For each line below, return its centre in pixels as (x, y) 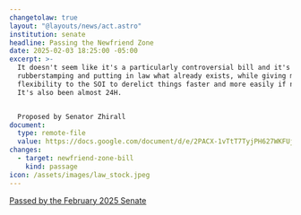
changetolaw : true (43, 17)
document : (28, 125)
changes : (26, 150)
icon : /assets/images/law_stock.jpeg (80, 175)
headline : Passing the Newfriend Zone (82, 43)
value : (30, 142)
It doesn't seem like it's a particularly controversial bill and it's (154, 68)
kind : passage (52, 167)
